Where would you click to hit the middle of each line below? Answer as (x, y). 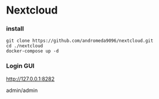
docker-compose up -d (33, 51)
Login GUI (20, 66)
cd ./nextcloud (25, 46)
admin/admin (22, 90)
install (15, 29)
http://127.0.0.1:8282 (30, 79)
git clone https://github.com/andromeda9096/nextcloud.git (80, 41)
